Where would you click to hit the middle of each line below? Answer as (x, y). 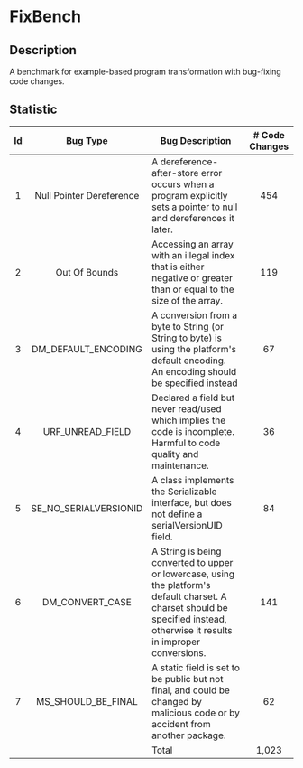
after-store (175, 173)
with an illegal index (193, 255)
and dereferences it (193, 218)
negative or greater (192, 277)
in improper (176, 642)
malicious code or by (196, 713)
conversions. (179, 652)
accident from (181, 724)
